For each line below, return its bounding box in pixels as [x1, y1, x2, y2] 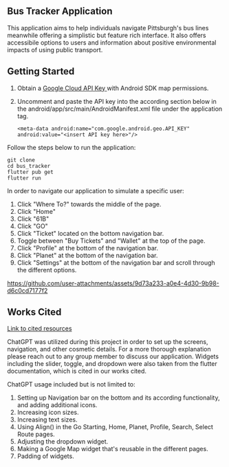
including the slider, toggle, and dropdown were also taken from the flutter [7, 360, 218, 368]
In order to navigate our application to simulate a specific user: [7, 186, 184, 195]
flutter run [7, 175, 41, 182]
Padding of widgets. [17, 452, 74, 460]
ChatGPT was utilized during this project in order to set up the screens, [7, 338, 208, 346]
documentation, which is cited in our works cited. [7, 367, 146, 376]
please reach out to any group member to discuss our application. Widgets [7, 352, 219, 360]
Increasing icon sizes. [17, 409, 79, 417]
